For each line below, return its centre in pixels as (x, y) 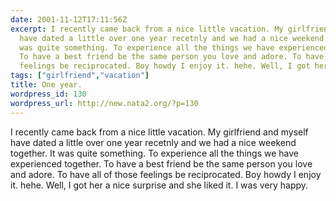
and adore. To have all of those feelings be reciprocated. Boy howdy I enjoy (166, 174)
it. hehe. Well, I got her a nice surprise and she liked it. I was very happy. (159, 185)
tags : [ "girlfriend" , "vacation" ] (80, 76)
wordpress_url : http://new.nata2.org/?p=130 (104, 103)
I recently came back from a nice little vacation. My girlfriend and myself (159, 132)
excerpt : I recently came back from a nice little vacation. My (147, 29)
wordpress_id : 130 (48, 94)
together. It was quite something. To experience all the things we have (154, 153)
